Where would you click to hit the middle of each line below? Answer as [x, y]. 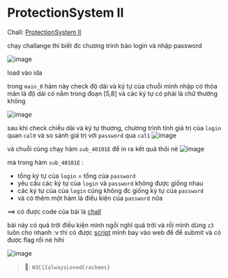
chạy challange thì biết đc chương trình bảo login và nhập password [105, 45]
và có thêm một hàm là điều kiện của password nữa [90, 198]
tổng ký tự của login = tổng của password [76, 176]
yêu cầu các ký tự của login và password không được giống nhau [110, 183]
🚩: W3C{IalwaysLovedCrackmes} [67, 267]
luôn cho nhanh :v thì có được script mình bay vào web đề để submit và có [114, 232]
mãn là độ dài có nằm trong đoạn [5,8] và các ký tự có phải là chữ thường [113, 93]
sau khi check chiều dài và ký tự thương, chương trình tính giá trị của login [114, 128]
